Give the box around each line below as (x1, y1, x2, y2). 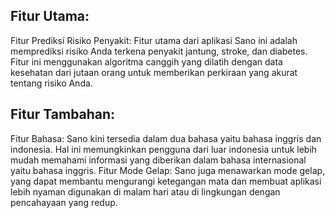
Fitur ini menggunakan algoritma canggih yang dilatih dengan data (10, 55, 283, 68)
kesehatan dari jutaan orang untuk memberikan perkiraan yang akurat (10, 66, 298, 78)
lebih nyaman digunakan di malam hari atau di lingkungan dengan (10, 185, 281, 198)
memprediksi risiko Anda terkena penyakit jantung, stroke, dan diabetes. (10, 45, 308, 57)
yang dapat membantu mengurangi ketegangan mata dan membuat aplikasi (10, 175, 322, 187)
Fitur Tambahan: (10, 106, 116, 123)
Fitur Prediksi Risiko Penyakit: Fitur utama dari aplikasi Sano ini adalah (10, 34, 298, 46)
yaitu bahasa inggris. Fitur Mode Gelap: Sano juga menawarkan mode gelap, (10, 164, 326, 176)
